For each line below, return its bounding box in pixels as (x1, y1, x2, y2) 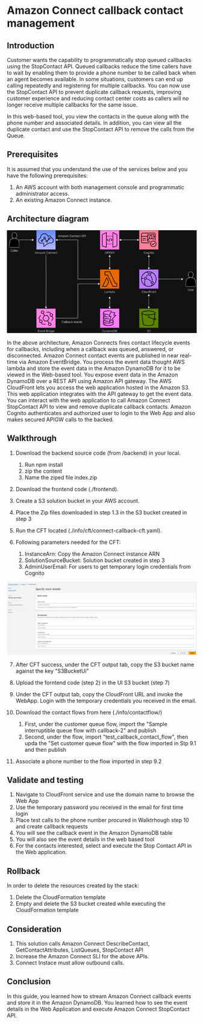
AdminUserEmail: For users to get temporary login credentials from (24, 563, 192, 570)
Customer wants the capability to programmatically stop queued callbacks (7, 57, 192, 63)
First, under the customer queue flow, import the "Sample (24, 720, 167, 728)
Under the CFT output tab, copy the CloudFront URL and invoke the (15, 690, 183, 698)
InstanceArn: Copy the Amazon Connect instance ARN (24, 550, 160, 557)
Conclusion (7, 976, 51, 987)
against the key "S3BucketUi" (15, 667, 89, 675)
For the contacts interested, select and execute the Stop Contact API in (15, 842, 192, 849)
